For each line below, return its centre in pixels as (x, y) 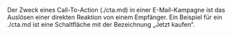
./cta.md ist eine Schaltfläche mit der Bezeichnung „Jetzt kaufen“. (101, 24)
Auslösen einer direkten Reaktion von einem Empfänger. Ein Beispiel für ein (115, 17)
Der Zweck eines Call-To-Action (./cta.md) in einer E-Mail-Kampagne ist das (116, 10)
